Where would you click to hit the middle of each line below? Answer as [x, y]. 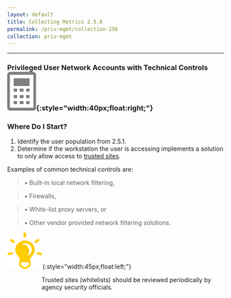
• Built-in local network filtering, [69, 183]
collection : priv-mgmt [40, 36]
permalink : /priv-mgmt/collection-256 [63, 29]
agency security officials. [77, 287]
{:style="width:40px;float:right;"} [95, 108]
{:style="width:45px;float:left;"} [87, 267]
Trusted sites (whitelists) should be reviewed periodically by [126, 280]
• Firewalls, [40, 196]
